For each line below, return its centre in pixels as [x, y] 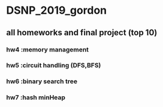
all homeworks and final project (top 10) [82, 33]
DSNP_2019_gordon [57, 10]
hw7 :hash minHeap [36, 97]
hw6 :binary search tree [42, 81]
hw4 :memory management [47, 50]
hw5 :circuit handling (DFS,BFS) [54, 65]
